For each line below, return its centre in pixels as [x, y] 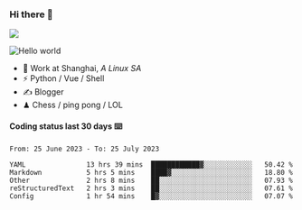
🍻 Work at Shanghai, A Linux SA [82, 68]
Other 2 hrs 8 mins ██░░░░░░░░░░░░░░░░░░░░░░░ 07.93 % [151, 180]
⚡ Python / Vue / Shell [63, 78]
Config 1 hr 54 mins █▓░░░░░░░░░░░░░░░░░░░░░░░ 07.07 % [151, 196]
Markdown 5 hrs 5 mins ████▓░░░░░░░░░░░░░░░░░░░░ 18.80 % [151, 172]
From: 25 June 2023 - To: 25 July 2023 [85, 149]
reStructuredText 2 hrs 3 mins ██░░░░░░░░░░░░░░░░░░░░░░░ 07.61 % [151, 188]
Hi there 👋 [32, 14]
